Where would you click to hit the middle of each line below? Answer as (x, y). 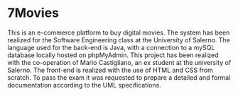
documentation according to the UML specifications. (84, 85)
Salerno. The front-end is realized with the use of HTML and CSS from (110, 70)
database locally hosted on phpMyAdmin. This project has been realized (113, 55)
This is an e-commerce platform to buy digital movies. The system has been (119, 32)
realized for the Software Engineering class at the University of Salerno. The (119, 40)
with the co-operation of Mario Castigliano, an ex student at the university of (119, 62)
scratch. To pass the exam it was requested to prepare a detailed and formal (119, 77)
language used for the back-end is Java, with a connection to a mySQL (111, 47)
